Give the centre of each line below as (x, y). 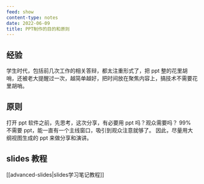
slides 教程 (27, 159)
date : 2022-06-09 (28, 23)
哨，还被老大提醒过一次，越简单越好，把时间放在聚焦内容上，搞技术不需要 (99, 78)
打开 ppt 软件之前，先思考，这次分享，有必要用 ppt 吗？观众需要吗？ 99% (99, 123)
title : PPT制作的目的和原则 (38, 29)
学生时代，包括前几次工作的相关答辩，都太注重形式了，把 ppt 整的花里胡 (97, 71)
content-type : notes (32, 18)
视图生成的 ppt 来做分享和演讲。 (52, 138)
